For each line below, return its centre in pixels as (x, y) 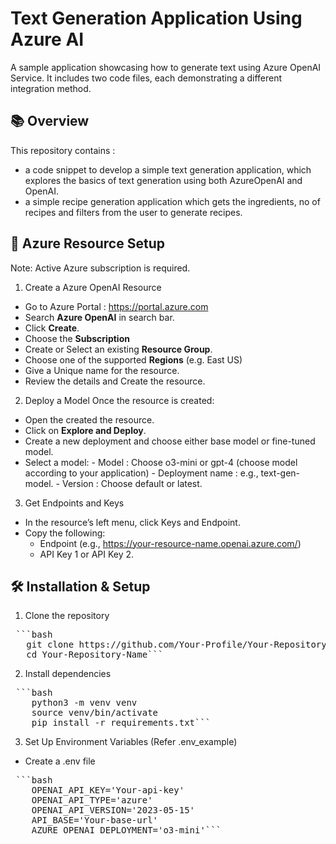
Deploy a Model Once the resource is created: (119, 400)
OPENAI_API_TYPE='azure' (92, 800)
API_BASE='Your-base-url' (95, 820)
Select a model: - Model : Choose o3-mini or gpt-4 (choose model (161, 462)
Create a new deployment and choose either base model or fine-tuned (170, 441)
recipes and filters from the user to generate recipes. (133, 212)
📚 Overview (50, 121)
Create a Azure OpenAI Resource (93, 287)
